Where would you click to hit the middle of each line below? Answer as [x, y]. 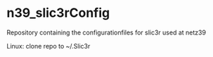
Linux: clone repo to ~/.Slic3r [49, 46]
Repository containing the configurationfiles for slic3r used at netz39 [106, 32]
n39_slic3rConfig [58, 13]
